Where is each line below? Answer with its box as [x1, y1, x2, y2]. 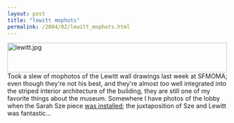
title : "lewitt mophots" [7, 17, 80, 24]
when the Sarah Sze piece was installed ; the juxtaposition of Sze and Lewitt [7, 102, 226, 110]
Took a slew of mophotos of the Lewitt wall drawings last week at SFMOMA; [7, 72, 228, 80]
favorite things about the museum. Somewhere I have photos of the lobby [7, 94, 220, 103]
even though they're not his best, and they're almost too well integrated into [7, 80, 227, 88]
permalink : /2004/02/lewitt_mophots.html [7, 23, 131, 30]
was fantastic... [7, 109, 51, 117]
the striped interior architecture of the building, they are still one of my [7, 87, 211, 95]
